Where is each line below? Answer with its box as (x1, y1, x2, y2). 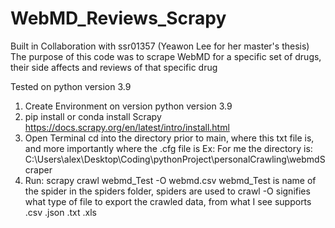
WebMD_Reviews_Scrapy (10, 7, 227, 30)
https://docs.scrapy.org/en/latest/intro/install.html (24, 121, 230, 133)
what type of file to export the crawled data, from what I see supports (24, 195, 312, 207)
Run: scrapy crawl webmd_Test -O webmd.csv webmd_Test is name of (24, 174, 317, 186)
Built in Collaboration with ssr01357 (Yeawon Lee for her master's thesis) (10, 40, 310, 52)
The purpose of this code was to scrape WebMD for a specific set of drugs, (10, 50, 322, 62)
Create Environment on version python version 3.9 (24, 100, 233, 112)
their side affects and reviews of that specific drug (10, 61, 218, 73)
